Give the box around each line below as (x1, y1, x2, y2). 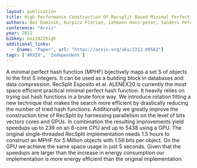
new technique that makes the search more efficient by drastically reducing (6, 99, 189, 106)
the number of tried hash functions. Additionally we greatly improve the (6, 105, 179, 112)
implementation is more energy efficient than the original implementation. (6, 155, 183, 162)
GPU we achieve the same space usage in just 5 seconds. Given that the (6, 143, 181, 150)
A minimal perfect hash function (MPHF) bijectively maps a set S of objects (6, 68, 188, 75)
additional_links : (6, 42, 51, 47)
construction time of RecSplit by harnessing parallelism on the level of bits (6, 112, 185, 119)
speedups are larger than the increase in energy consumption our (6, 149, 165, 156)
